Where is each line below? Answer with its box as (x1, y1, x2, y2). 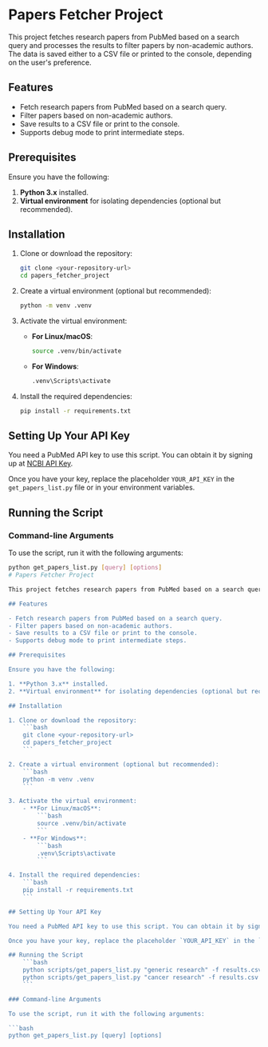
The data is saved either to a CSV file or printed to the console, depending (8, 49, 253, 58)
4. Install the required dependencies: (8, 871, 141, 879)
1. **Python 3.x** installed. (8, 680, 109, 688)
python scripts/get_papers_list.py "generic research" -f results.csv (22, 966, 262, 974)
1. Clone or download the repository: (8, 716, 137, 725)
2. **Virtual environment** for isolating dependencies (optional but (8, 687, 248, 695)
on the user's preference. (8, 58, 92, 67)
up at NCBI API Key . (8, 458, 73, 469)
